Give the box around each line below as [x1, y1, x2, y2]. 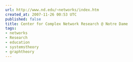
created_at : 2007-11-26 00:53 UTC [5, 12, 77, 17]
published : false [5, 16, 41, 21]
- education [5, 40, 30, 45]
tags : [5, 26, 16, 31]
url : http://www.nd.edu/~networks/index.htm [5, 7, 99, 12]
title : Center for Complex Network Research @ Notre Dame [5, 21, 128, 26]
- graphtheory [5, 49, 35, 54]
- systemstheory [5, 44, 39, 49]
